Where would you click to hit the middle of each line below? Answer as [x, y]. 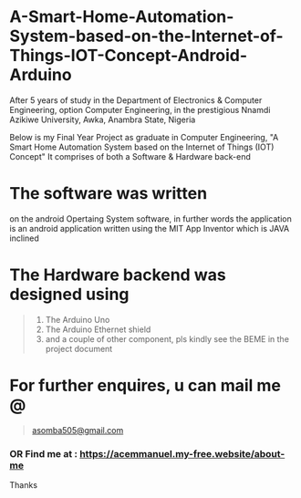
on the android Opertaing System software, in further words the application [150, 218]
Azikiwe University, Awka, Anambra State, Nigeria [103, 119]
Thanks [24, 485]
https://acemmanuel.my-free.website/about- [182, 453]
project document [79, 348]
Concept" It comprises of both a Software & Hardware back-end [130, 156]
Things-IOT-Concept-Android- [129, 56]
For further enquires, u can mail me [145, 386]
